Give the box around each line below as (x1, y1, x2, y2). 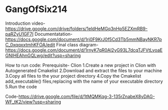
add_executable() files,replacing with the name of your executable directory (5, 78, 163, 84)
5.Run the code (5, 83, 37, 89)
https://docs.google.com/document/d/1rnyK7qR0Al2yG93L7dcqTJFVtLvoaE (5, 47, 163, 53)
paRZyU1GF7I (5, 31, 34, 37)
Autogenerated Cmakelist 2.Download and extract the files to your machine (5, 67, 162, 74)
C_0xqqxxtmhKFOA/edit (5, 41, 55, 47)
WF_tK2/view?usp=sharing (5, 98, 62, 104)
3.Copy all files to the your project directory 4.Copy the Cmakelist (5, 73, 142, 79)
